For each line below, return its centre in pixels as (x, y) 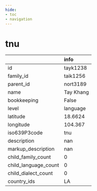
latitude (16, 117)
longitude (19, 125)
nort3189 (75, 84)
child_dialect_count (30, 174)
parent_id (19, 84)
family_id (18, 76)
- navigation (19, 19)
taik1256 (75, 76)
